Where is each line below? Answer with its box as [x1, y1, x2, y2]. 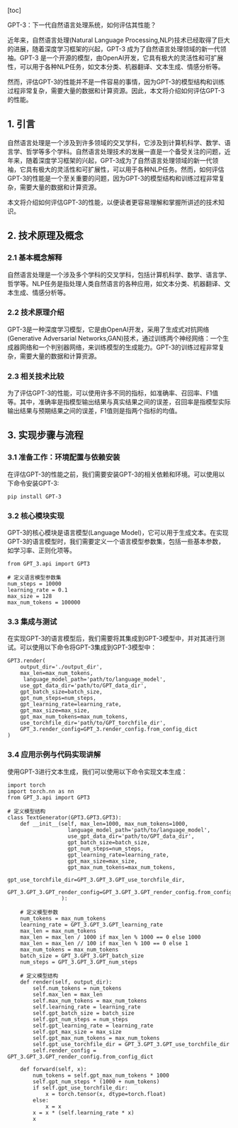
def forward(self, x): [20, 1065, 87, 1073]
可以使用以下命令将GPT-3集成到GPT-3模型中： [19, 643, 157, 651]
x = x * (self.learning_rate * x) [33, 1109, 135, 1116]
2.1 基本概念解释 [7, 252, 62, 262]
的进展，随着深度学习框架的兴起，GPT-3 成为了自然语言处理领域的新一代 [7, 45, 221, 53]
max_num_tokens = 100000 [7, 599, 81, 607]
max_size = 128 [7, 593, 52, 600]
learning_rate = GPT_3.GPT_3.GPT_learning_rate [20, 921, 163, 928]
